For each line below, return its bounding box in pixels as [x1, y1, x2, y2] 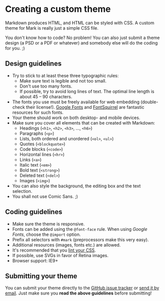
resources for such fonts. [12, 109, 64, 115]
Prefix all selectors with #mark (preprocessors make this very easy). [12, 236, 149, 243]
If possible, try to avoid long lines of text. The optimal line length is [19, 88, 155, 94]
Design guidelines [5, 59, 62, 68]
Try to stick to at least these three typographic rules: [12, 73, 119, 79]
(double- [140, 99, 159, 105]
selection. [12, 188, 33, 194]
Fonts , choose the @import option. [12, 231, 81, 237]
